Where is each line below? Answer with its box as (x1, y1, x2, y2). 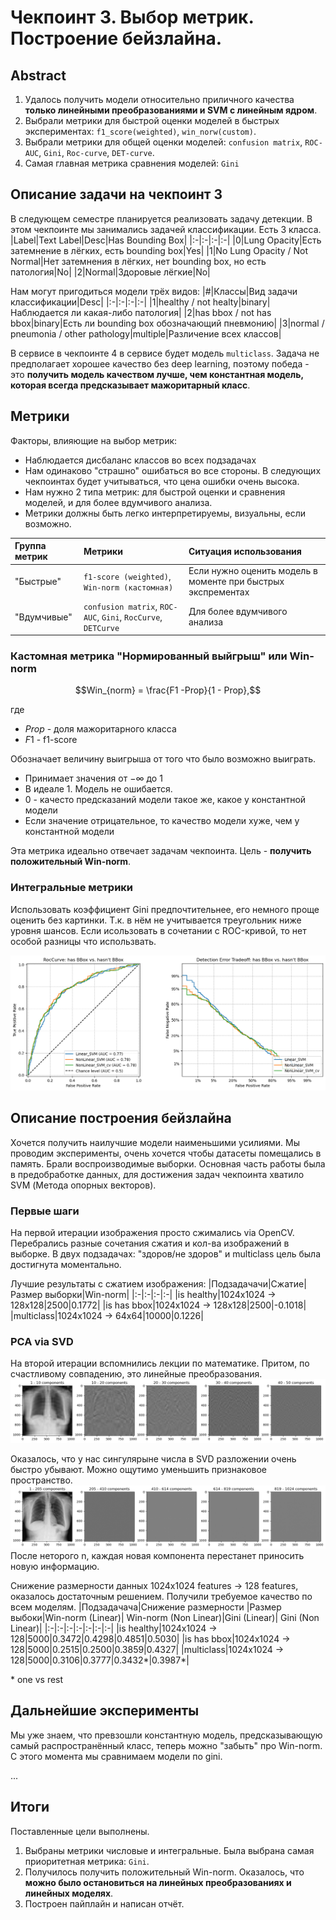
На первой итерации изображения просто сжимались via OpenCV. (10, 1226, 295, 1238)
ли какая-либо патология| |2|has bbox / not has (71, 306, 272, 318)
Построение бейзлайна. (10, 27, 222, 50)
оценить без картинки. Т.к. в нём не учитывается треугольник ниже (10, 914, 302, 926)
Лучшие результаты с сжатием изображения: (10, 1277, 207, 1290)
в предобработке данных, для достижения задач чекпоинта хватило (10, 1168, 305, 1180)
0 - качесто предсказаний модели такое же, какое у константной (24, 794, 307, 806)
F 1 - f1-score (24, 734, 78, 746)
